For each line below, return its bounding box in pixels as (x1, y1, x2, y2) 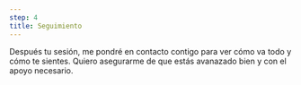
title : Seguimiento (9, 21, 83, 30)
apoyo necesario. (9, 64, 74, 76)
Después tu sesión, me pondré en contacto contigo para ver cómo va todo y (9, 46, 292, 56)
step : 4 (9, 13, 39, 22)
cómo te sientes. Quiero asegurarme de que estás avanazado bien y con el (9, 55, 288, 66)
